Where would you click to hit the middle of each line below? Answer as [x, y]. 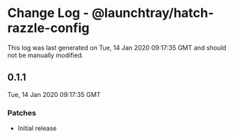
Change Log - [48, 13]
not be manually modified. [45, 55]
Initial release [37, 128]
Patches [22, 113]
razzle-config [49, 28]
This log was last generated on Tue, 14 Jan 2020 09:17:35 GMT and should [117, 47]
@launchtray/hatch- [153, 13]
